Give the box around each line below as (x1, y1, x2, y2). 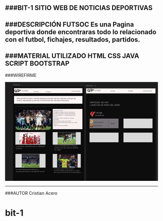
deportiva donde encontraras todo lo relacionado (5, 28, 157, 36)
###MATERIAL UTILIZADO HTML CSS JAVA (5, 52, 139, 60)
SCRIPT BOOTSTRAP (5, 59, 69, 68)
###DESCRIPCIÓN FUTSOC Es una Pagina (5, 20, 134, 29)
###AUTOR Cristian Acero (5, 191, 58, 196)
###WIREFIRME (5, 72, 37, 78)
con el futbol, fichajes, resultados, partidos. (5, 35, 141, 44)
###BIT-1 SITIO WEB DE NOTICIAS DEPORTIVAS (5, 4, 153, 12)
